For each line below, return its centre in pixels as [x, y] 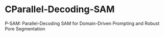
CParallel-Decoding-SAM [60, 9]
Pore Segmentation [25, 28]
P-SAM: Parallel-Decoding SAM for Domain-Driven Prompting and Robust [82, 23]
